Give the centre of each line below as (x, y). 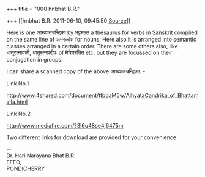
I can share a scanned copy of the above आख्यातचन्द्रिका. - (76, 71)
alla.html (17, 102)
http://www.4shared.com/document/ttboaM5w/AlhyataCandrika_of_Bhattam (102, 95)
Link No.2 (18, 114)
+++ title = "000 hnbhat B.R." (43, 9)
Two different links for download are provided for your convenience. (92, 137)
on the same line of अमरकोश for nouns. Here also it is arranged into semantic (102, 39)
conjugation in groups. (35, 60)
